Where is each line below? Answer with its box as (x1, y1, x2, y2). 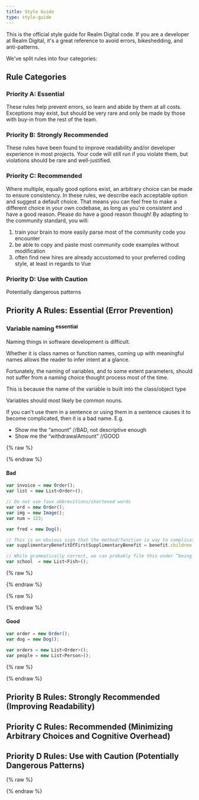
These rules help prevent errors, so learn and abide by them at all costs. (6, 103, 182, 111)
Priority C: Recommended (6, 172, 82, 180)
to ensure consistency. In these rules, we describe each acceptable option (6, 192, 188, 199)
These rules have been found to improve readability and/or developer (6, 144, 176, 152)
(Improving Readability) (6, 701, 95, 711)
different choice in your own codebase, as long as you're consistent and (6, 204, 182, 211)
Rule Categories (6, 72, 67, 82)
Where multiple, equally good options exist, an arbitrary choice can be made (6, 185, 193, 192)
